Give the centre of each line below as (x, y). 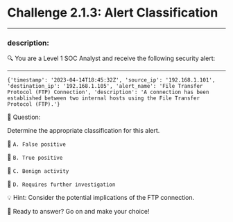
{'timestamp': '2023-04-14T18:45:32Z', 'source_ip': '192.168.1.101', (111, 80)
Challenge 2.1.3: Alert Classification (113, 13)
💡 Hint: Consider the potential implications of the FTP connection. (101, 198)
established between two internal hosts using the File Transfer (103, 98)
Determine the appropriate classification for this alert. (84, 131)
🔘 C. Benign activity (38, 171)
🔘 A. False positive (36, 144)
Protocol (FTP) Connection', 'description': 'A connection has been (108, 92)
